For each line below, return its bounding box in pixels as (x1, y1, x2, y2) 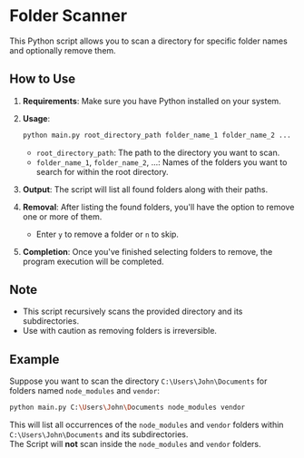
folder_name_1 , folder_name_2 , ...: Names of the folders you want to (35, 156, 288, 168)
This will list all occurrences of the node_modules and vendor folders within (9, 419, 284, 431)
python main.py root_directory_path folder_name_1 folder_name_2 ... (22, 131, 292, 140)
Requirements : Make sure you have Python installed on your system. (22, 95, 281, 106)
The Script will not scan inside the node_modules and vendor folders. (9, 439, 261, 450)
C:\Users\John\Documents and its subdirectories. (9, 429, 189, 440)
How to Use (9, 72, 76, 87)
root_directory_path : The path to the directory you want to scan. (35, 147, 280, 158)
